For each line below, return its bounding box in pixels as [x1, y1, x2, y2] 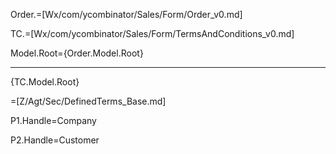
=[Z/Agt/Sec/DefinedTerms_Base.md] [10, 95, 167, 107]
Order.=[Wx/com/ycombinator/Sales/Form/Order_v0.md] [10, 9, 243, 20]
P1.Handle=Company [10, 115, 97, 126]
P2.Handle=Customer [10, 134, 100, 146]
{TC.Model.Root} [10, 76, 80, 88]
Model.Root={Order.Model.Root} [10, 47, 144, 59]
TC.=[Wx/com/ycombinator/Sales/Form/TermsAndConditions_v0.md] [10, 28, 295, 39]
